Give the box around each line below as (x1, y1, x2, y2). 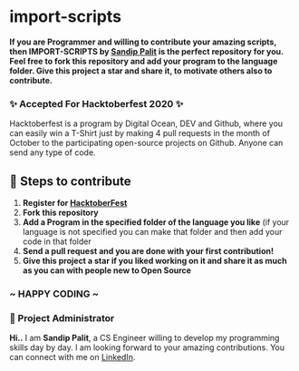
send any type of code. (9, 147, 97, 158)
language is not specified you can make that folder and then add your (22, 227, 283, 238)
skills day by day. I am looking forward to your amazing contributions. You (9, 342, 285, 353)
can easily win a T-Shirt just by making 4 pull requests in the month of (9, 128, 270, 139)
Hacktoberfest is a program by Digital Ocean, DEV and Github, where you (9, 118, 284, 129)
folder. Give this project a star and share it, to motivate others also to (9, 65, 273, 76)
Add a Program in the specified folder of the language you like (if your (22, 217, 290, 228)
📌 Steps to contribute (9, 173, 131, 189)
